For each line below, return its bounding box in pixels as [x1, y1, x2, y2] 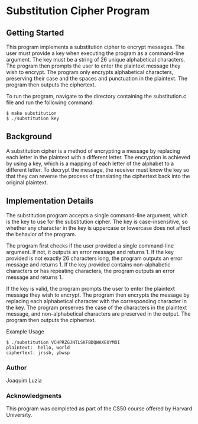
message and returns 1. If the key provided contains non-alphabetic [6, 261, 171, 268]
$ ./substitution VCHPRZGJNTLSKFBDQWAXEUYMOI [6, 339, 120, 345]
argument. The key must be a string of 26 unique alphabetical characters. [6, 56, 186, 63]
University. [6, 412, 33, 419]
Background [6, 131, 52, 142]
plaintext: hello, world [6, 345, 70, 351]
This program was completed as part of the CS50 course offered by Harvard [6, 405, 193, 412]
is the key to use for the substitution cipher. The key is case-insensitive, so [6, 218, 188, 225]
